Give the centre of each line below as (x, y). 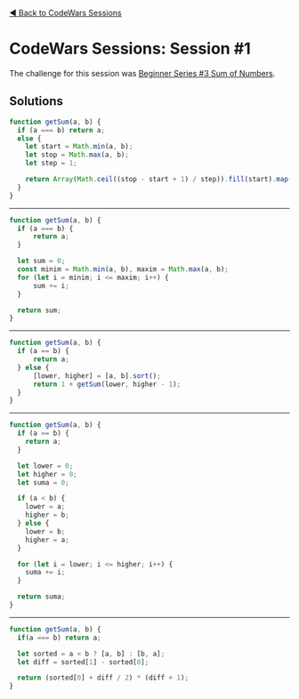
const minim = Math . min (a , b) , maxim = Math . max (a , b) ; (123, 269)
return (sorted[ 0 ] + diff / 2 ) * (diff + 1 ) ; (103, 678)
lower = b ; (45, 531)
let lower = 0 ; (45, 466)
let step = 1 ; (51, 164)
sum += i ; (51, 285)
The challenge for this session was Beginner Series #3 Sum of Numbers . (142, 73)
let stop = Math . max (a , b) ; (77, 155)
